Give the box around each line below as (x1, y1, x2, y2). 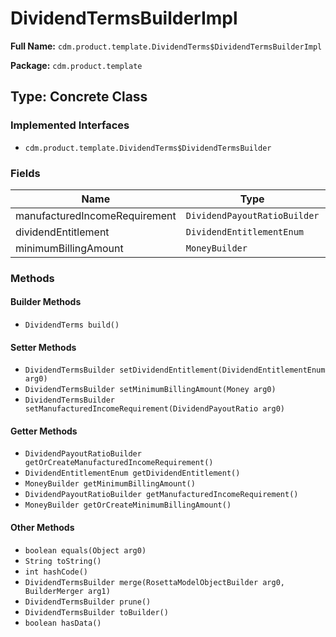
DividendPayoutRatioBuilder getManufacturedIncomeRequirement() (24, 490, 299, 500)
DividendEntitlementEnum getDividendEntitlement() (24, 468, 241, 479)
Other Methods (10, 522, 75, 534)
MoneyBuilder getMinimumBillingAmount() (24, 479, 196, 489)
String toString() (24, 556, 102, 566)
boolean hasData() (24, 618, 102, 628)
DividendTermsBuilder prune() (24, 597, 152, 607)
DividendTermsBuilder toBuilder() (24, 607, 169, 617)
